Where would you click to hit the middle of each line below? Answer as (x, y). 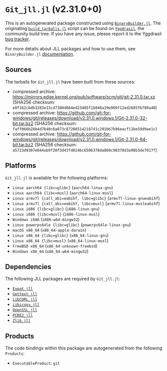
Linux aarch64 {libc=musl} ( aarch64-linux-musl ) (63, 192)
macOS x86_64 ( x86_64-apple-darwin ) (49, 230)
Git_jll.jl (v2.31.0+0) (54, 9)
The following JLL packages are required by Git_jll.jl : (63, 279)
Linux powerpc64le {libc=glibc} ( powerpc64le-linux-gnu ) (72, 224)
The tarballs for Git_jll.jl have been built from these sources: (70, 81)
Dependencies (28, 267)
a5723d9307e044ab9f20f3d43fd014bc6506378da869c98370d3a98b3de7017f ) (85, 150)
